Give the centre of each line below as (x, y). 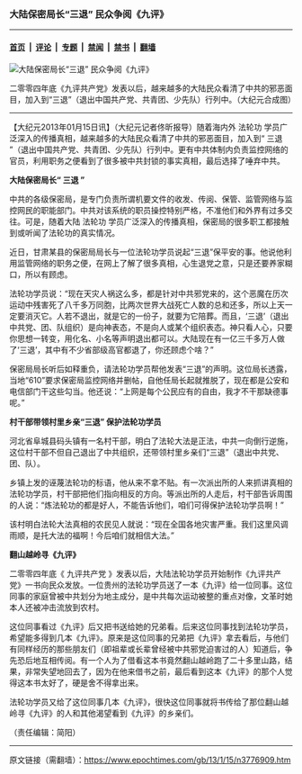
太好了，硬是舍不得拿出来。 (92, 682)
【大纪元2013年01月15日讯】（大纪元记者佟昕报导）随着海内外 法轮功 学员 (145, 127)
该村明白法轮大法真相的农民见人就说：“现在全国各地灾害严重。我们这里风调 (149, 524)
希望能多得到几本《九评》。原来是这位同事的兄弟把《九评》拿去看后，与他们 (149, 637)
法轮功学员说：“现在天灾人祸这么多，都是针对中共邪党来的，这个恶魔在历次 (149, 293)
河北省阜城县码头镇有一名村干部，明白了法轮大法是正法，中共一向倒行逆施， (151, 441)
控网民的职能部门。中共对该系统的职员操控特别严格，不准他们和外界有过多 (147, 210)
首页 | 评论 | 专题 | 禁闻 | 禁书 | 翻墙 (83, 47)
